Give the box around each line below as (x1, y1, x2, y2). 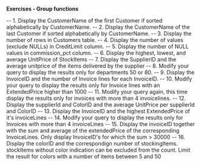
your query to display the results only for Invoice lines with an (6, 82, 160, 89)
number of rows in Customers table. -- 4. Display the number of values (6, 37, 183, 43)
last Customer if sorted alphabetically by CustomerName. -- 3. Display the (6, 30, 192, 37)
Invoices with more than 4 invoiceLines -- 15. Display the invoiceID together (6, 121, 196, 127)
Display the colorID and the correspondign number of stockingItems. (6, 140, 178, 147)
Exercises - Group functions (6, 5, 79, 12)
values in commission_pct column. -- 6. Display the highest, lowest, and (6, 49, 186, 57)
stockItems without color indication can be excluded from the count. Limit (6, 146, 191, 153)
